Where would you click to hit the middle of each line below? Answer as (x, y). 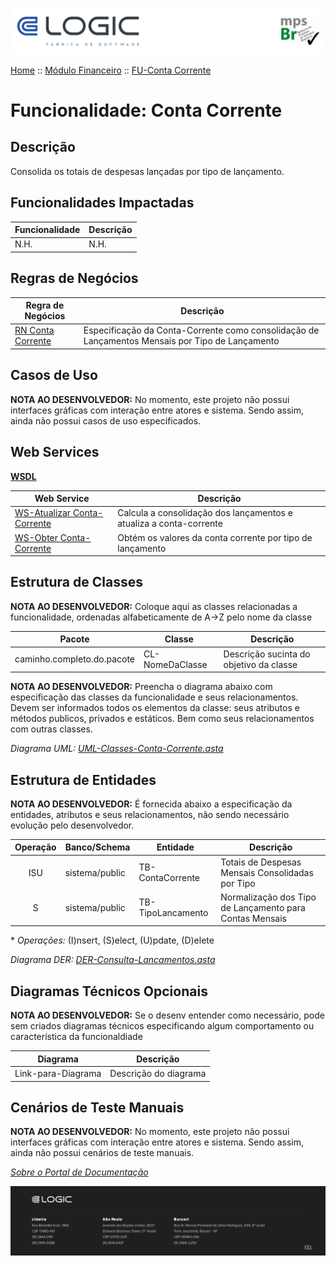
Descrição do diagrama (158, 1074)
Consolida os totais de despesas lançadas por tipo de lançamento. (147, 171)
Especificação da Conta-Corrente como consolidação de (201, 330)
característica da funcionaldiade (76, 1037)
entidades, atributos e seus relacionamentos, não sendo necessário (150, 814)
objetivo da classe (260, 664)
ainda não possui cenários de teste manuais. (102, 1153)
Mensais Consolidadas (267, 872)
